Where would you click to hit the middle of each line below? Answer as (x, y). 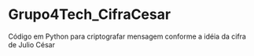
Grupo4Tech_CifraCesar (90, 15)
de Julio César (31, 44)
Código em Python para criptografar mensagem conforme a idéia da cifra (127, 36)
